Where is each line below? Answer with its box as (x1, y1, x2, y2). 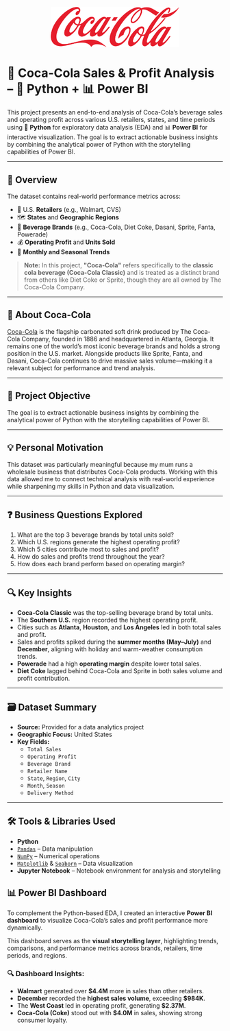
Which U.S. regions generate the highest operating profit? (16, 538, 180, 546)
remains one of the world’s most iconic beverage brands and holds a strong (7, 342, 220, 350)
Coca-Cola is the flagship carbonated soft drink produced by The (7, 327, 192, 335)
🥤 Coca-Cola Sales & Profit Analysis (7, 65, 215, 81)
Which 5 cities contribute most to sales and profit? (16, 545, 159, 554)
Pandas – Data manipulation (16, 845, 94, 853)
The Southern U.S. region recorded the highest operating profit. (16, 616, 199, 624)
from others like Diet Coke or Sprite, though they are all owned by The (23, 276, 222, 284)
